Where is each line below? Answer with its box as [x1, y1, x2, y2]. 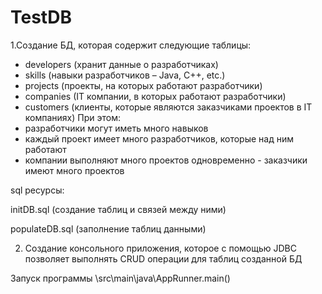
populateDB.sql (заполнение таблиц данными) [10, 222, 207, 235]
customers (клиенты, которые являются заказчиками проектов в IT [24, 101, 313, 113]
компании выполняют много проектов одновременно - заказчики [24, 154, 308, 166]
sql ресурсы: [10, 184, 65, 196]
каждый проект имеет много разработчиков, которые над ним [24, 132, 295, 145]
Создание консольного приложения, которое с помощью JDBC [24, 242, 297, 254]
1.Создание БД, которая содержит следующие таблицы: [10, 39, 252, 51]
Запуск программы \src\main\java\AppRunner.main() [10, 272, 231, 284]
